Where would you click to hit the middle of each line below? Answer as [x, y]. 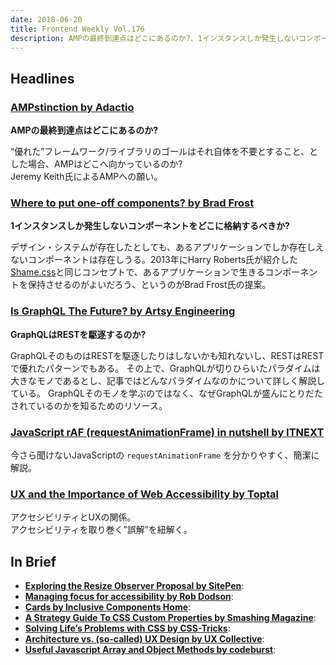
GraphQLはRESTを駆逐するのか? [78, 334]
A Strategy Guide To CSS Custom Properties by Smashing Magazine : [170, 618]
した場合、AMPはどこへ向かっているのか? [96, 164]
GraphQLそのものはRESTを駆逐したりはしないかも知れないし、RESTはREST [167, 355]
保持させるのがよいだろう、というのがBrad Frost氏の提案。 [149, 285]
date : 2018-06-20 [46, 19]
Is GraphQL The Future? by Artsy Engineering [123, 311]
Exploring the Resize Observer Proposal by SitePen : [134, 586]
